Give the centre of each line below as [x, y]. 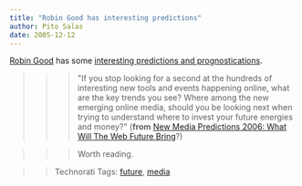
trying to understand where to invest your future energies [185, 117]
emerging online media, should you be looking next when [185, 108]
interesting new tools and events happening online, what [183, 88]
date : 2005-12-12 [42, 35]
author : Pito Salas [47, 26]
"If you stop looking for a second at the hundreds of [175, 78]
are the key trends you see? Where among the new [173, 98]
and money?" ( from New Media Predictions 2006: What [182, 127]
